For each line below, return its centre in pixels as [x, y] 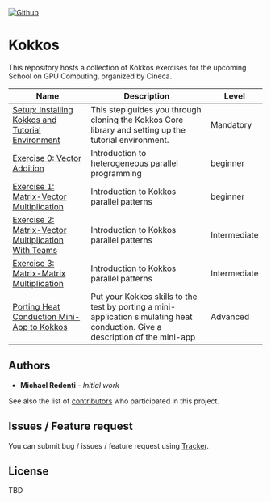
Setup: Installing [43, 109]
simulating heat [163, 317]
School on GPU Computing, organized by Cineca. [90, 76]
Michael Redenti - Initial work [69, 385]
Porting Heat [36, 306]
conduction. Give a [126, 327]
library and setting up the [138, 129]
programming [117, 173]
